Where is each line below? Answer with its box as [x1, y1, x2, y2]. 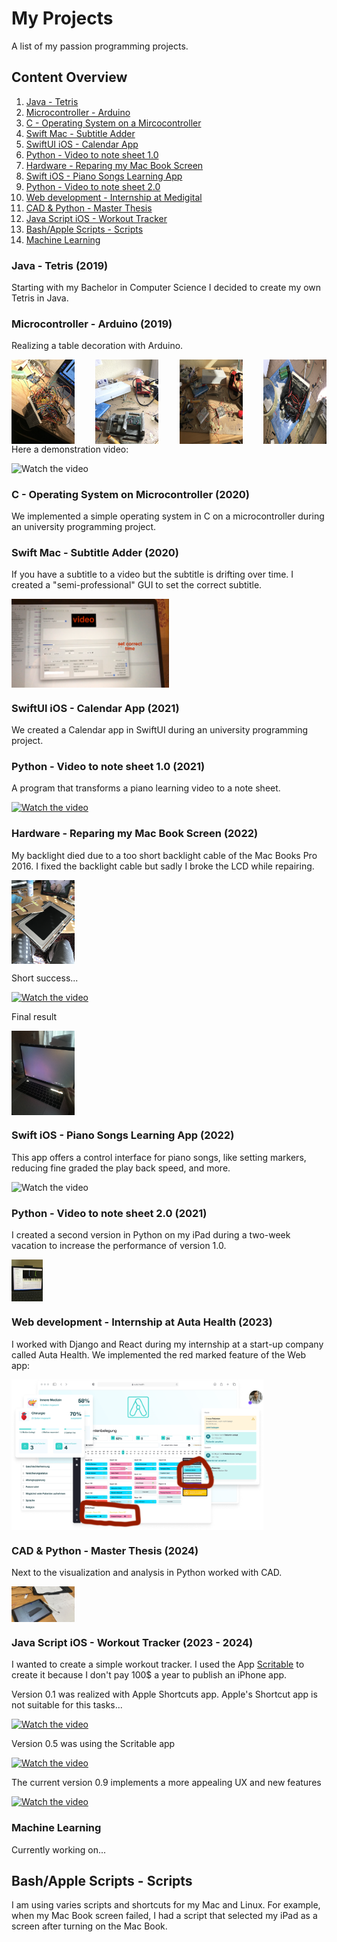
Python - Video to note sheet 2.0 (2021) [11, 1206, 208, 1220]
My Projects [11, 7, 114, 30]
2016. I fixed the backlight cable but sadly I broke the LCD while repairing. [11, 860, 315, 872]
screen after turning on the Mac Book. [11, 1920, 168, 1932]
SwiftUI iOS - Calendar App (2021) [11, 701, 180, 715]
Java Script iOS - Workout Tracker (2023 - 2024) [11, 1635, 254, 1649]
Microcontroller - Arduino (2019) [11, 317, 173, 331]
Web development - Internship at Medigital [25, 191, 203, 203]
